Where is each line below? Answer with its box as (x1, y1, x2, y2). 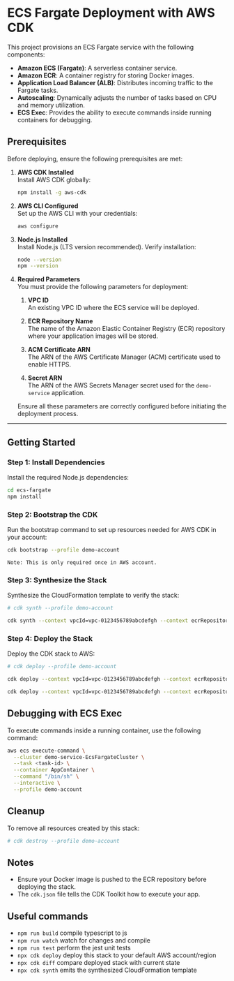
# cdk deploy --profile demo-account (7, 663, 117, 670)
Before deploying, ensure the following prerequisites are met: (7, 154, 183, 163)
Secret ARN (27, 374, 63, 382)
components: (7, 50, 45, 59)
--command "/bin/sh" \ (13, 773, 79, 780)
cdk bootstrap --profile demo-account (7, 546, 120, 553)
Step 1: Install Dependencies (7, 457, 106, 467)
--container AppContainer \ (13, 767, 95, 774)
